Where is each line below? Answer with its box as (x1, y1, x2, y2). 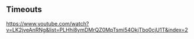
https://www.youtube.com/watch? (6, 20, 89, 27)
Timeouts (6, 5, 43, 15)
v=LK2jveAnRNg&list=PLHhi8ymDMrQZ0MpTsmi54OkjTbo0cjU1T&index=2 (6, 26, 188, 33)
